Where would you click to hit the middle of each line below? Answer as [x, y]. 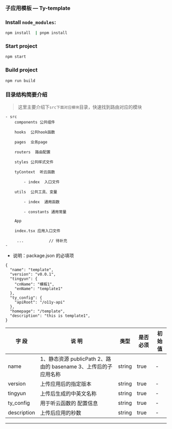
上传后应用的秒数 [61, 413]
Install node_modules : [31, 22]
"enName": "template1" [39, 289]
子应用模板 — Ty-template [38, 8]
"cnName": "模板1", [35, 284]
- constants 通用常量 [45, 212]
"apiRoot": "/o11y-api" [40, 302]
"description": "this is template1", [50, 316]
